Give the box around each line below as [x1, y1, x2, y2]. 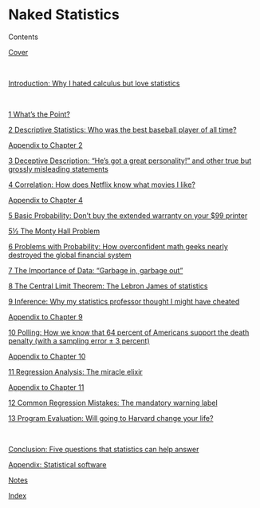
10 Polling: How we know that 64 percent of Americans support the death [8, 327, 250, 337]
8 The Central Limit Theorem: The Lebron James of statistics [8, 281, 208, 291]
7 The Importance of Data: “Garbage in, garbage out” [8, 265, 183, 275]
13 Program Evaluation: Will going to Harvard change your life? [8, 413, 214, 423]
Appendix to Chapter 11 [8, 382, 85, 392]
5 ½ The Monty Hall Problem [8, 226, 100, 236]
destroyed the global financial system [8, 250, 132, 260]
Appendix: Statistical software [8, 459, 107, 469]
